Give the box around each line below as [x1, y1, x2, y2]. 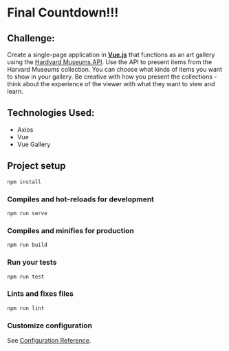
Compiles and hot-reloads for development [7, 194, 155, 204]
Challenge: [7, 32, 55, 44]
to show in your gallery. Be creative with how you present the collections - [7, 72, 217, 81]
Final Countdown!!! [7, 5, 119, 21]
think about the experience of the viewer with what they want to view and [7, 80, 215, 88]
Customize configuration [7, 321, 93, 330]
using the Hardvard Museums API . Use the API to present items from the [7, 58, 212, 66]
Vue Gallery [17, 140, 51, 148]
